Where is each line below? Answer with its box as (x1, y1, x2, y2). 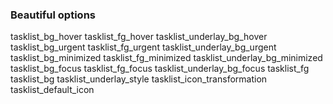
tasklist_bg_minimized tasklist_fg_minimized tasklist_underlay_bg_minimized (10, 52, 323, 64)
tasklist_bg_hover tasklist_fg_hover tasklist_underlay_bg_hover (10, 31, 268, 43)
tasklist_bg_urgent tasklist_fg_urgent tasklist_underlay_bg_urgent (10, 41, 277, 53)
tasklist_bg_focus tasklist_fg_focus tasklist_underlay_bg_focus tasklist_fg (10, 63, 310, 75)
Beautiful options (10, 8, 96, 22)
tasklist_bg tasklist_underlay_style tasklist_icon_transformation (10, 73, 268, 85)
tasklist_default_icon (10, 84, 95, 96)
